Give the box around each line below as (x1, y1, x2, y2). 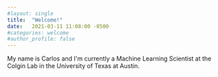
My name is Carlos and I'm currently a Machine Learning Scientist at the (7, 54, 212, 63)
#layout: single (7, 10, 54, 17)
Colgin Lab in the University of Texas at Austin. (7, 62, 140, 70)
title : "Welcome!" (7, 16, 63, 23)
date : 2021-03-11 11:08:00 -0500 (7, 23, 109, 30)
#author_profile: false (7, 36, 76, 43)
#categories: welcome (7, 29, 69, 36)
